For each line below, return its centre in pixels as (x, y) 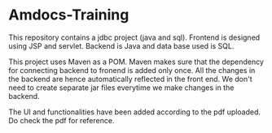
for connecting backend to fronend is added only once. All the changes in (132, 70)
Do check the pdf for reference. (61, 120)
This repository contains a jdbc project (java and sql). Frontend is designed (134, 37)
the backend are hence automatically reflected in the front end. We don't (130, 79)
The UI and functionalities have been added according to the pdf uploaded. (135, 112)
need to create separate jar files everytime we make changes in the (121, 88)
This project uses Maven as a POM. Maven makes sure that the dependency (136, 62)
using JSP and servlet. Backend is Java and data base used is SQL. (121, 45)
